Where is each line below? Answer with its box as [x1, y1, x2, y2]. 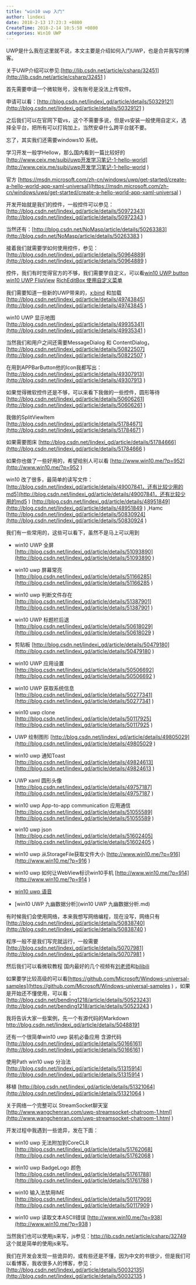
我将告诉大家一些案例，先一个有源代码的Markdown [6, 1015, 129, 1022]
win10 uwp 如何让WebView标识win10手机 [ [14, 870, 117, 877]
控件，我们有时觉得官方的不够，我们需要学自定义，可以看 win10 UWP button [6, 270, 189, 277]
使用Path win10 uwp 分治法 [6, 1058, 71, 1065]
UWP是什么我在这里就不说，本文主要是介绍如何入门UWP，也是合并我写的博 [6, 47, 190, 54]
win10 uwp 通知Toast [14, 752, 66, 759]
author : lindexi [6, 14, 46, 20]
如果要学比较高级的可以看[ [6, 975, 70, 982]
